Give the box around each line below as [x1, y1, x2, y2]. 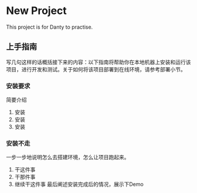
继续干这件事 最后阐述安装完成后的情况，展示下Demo [14, 181, 144, 188]
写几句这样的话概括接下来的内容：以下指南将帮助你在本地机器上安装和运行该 [6, 58, 191, 66]
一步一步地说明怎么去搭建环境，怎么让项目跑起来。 [6, 154, 130, 161]
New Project [6, 4, 67, 18]
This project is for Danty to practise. [6, 23, 93, 30]
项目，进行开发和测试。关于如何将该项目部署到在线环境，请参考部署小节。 [6, 66, 186, 73]
